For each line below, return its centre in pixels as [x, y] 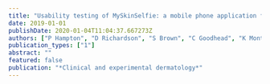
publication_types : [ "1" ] [51, 46]
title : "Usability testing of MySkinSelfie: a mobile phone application [133, 16]
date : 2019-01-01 [37, 23]
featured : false [35, 61]
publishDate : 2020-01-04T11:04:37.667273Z [80, 30]
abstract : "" [30, 53]
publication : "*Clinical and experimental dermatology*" [106, 68]
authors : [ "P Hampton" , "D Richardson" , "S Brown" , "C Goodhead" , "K [127, 38]
